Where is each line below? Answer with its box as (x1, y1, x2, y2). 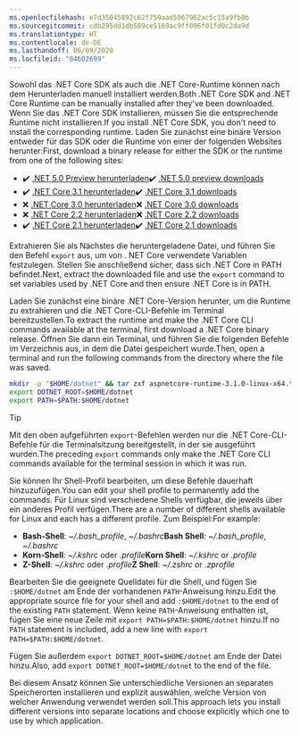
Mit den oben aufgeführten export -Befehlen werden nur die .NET (9, 430, 248, 440)
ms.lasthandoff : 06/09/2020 (9, 46, 114, 55)
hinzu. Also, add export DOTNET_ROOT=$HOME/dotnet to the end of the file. (9, 660, 271, 671)
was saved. (9, 363, 52, 372)
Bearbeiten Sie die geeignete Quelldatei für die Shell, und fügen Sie (9, 576, 257, 587)
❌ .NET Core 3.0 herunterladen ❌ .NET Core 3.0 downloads (21, 199, 239, 210)
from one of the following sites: (9, 155, 124, 165)
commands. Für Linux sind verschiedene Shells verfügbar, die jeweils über (9, 494, 283, 505)
